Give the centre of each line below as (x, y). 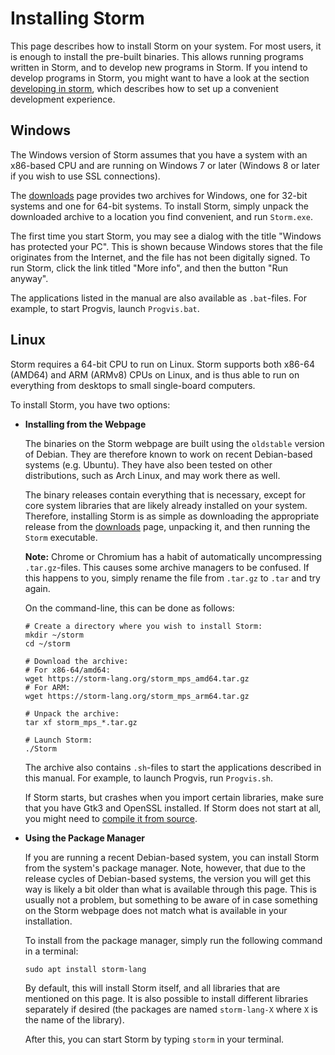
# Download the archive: (76, 661)
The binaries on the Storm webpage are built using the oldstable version (174, 443)
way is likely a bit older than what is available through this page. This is (170, 889)
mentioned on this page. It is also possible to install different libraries (166, 998)
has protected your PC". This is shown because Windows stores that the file (166, 246)
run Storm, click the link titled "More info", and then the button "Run (149, 268)
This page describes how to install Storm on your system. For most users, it (166, 46)
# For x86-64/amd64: (67, 670)
